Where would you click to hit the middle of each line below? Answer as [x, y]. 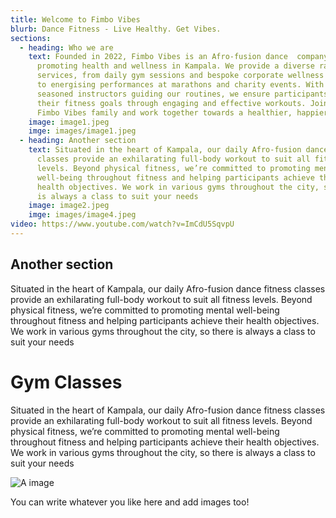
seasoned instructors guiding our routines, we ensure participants [182, 94]
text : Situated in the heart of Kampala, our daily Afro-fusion [165, 150]
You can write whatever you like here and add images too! [130, 502]
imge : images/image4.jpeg [82, 215]
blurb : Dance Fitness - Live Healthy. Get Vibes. [116, 29]
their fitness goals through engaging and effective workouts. [171, 103]
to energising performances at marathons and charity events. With [180, 85]
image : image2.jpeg [69, 206]
